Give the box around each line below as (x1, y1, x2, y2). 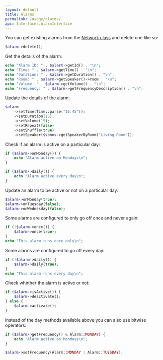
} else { (5, 299, 23, 304)
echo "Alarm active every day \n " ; (14, 174, 85, 179)
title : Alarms (5, 12, 35, 17)
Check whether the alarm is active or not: (5, 280, 90, 286)
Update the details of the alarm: (5, 95, 70, 101)
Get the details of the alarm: (5, 53, 62, 60)
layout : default (5, 7, 39, 12)
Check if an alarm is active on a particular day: (5, 141, 100, 147)
